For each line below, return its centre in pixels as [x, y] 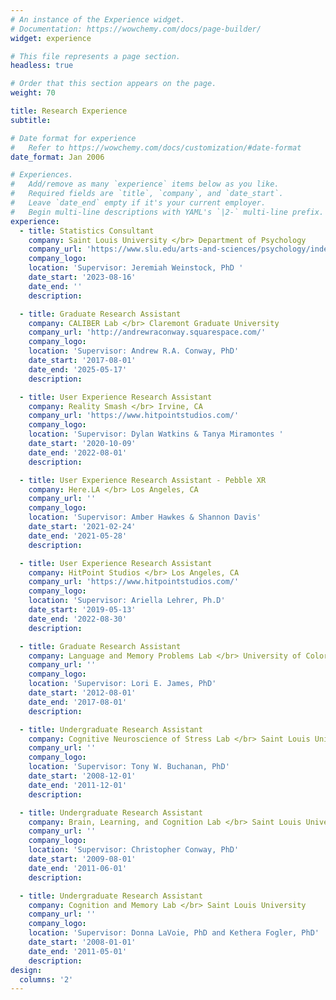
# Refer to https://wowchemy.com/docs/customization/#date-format [156, 147]
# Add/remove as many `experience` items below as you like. [145, 184]
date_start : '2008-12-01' [82, 776]
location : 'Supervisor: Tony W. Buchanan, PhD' [129, 767]
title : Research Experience [69, 111]
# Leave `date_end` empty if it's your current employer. [138, 203]
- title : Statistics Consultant [87, 231]
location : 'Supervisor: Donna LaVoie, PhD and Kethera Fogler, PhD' [174, 933]
